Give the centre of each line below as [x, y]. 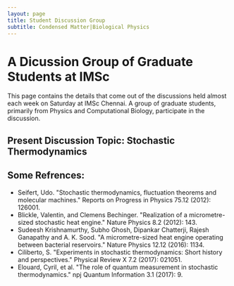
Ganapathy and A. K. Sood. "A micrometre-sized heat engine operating [120, 237]
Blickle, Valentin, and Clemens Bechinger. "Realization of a [103, 214]
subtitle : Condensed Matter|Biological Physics [79, 27]
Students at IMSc [59, 76]
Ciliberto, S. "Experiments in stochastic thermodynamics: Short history [120, 252]
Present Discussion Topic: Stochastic [91, 140]
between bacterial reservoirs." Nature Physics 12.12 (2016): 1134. [111, 245]
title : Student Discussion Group [56, 20]
